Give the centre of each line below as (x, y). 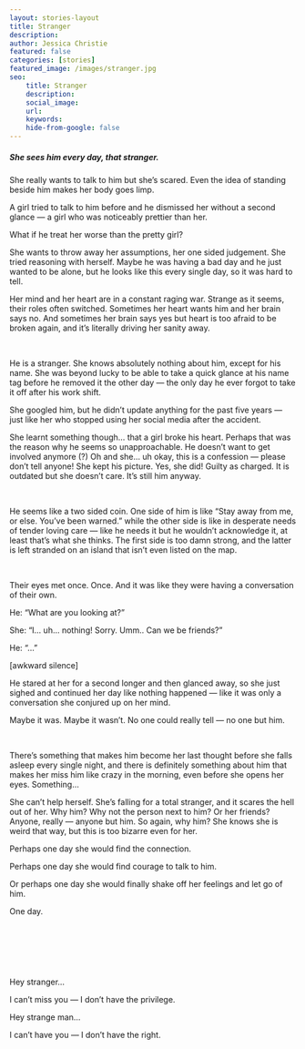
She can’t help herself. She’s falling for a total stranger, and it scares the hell (152, 801)
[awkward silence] (44, 665)
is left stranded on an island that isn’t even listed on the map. (123, 550)
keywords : (45, 119)
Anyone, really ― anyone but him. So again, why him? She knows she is (144, 821)
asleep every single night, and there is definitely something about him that (148, 765)
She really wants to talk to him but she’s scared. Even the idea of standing (148, 179)
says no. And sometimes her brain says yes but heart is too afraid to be (143, 318)
